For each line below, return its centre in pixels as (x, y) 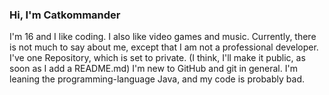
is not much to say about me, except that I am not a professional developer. (164, 47)
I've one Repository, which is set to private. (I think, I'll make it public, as (157, 58)
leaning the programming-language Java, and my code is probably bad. (157, 79)
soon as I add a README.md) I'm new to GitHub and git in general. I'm (153, 69)
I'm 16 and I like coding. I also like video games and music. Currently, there (163, 37)
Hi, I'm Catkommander (65, 15)
